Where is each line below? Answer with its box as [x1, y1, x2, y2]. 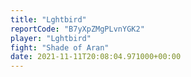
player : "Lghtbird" [10, 33, 92, 43]
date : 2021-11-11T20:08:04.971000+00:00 [10, 52, 182, 62]
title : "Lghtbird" [10, 14, 87, 25]
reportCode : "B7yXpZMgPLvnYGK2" [10, 24, 145, 34]
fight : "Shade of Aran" [10, 42, 110, 53]
